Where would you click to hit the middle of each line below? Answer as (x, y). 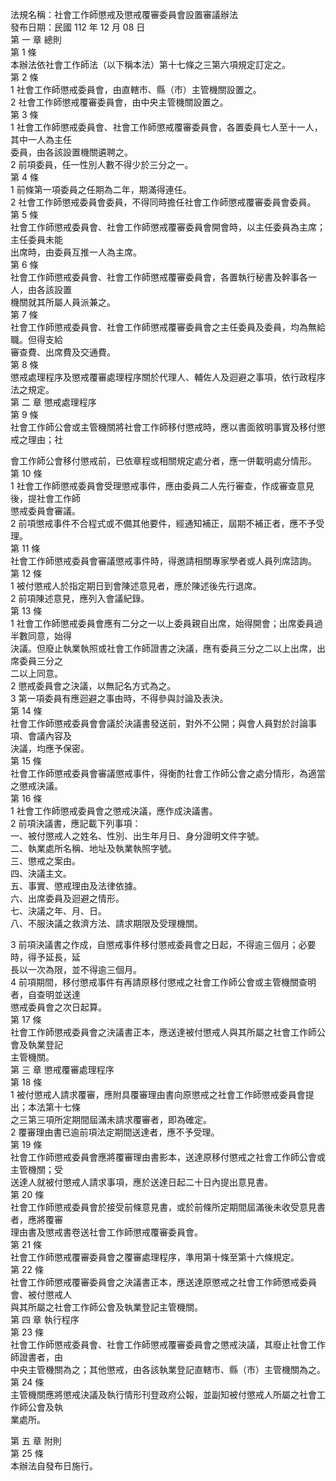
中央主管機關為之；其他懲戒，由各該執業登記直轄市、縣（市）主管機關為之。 (168, 1369)
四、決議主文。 (41, 873)
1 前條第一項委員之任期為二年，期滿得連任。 (101, 189)
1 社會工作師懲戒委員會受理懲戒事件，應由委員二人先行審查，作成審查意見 (162, 486)
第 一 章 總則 (36, 39)
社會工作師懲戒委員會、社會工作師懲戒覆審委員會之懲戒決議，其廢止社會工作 (168, 1344)
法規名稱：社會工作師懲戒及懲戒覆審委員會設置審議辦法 (124, 14)
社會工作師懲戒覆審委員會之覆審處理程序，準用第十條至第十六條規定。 (155, 1257)
